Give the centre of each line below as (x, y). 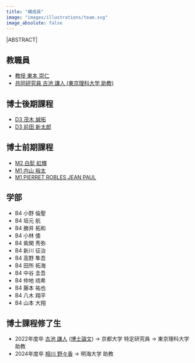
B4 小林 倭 (27, 235)
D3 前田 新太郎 (33, 127)
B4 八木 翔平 (30, 295)
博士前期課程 (30, 147)
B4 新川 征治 (30, 250)
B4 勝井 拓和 (30, 228)
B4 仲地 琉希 (30, 280)
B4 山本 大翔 (30, 303)
